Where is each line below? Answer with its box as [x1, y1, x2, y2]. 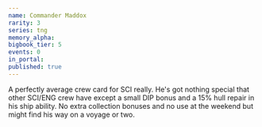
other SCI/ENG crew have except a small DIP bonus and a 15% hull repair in [8, 92, 255, 103]
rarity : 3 [8, 19, 41, 27]
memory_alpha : [8, 33, 56, 42]
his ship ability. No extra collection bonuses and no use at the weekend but [8, 101, 254, 110]
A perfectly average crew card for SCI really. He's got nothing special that [8, 84, 250, 94]
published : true [8, 63, 62, 71]
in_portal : [8, 56, 44, 64]
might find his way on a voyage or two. [8, 110, 135, 119]
